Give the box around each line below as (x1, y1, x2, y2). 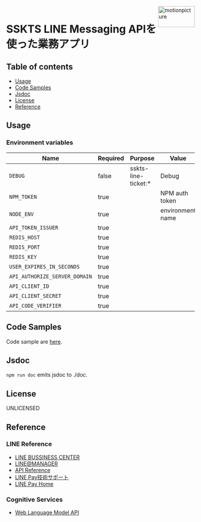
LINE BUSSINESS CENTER (14, 454, 80, 461)
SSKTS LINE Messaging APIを (6, 22, 157, 36)
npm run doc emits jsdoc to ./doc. (6, 371, 88, 378)
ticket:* (129, 179, 151, 187)
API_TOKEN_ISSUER (9, 224, 59, 231)
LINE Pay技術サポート (14, 473, 69, 481)
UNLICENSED (6, 405, 40, 412)
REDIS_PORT (9, 243, 40, 250)
